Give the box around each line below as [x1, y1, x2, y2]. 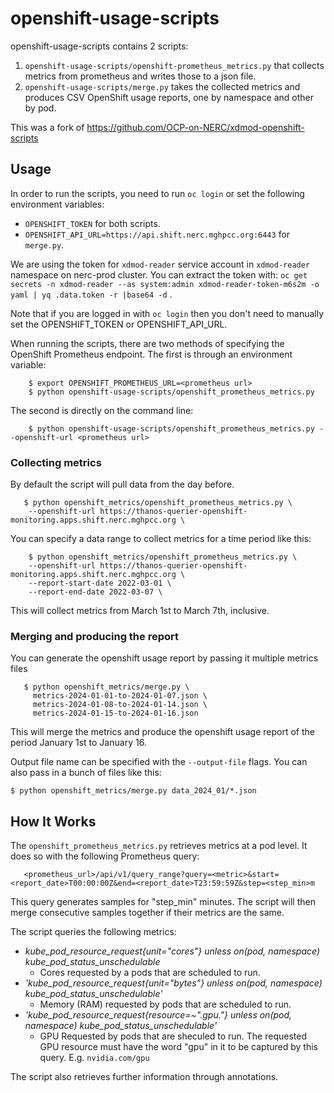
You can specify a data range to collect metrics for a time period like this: [10, 533, 312, 545]
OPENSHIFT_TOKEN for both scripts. [24, 217, 161, 229]
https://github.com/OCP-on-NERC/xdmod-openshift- [86, 121, 305, 133]
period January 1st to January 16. [10, 737, 147, 749]
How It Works [10, 813, 97, 830]
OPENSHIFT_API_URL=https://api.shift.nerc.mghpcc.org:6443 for [24, 228, 291, 240]
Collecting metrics [10, 455, 102, 469]
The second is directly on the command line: [10, 404, 194, 416]
